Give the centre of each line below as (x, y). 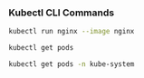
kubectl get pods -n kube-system (72, 64)
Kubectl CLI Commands (62, 13)
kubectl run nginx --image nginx (72, 32)
